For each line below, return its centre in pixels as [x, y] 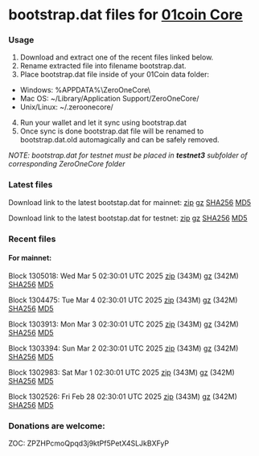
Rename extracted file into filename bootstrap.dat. [103, 66]
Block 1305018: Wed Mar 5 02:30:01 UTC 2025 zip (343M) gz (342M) [123, 276]
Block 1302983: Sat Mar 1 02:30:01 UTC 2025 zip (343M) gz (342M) [121, 372]
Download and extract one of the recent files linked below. [117, 57]
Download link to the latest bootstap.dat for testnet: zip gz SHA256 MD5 [128, 218]
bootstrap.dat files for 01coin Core [125, 15]
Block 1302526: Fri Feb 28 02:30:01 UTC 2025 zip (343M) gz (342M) [123, 396]
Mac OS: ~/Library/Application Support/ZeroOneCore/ [109, 99]
